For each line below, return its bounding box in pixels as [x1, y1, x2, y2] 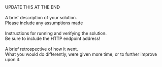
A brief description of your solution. [5, 15, 77, 20]
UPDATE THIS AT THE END [5, 4, 60, 10]
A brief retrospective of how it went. [5, 46, 78, 52]
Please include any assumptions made [5, 20, 83, 26]
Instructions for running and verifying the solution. [5, 31, 107, 36]
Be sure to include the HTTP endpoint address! [5, 35, 100, 41]
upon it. [5, 57, 21, 62]
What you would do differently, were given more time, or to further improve [5, 51, 157, 57]
